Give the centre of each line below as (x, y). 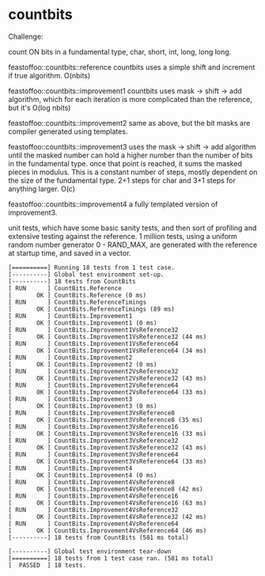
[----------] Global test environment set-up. (86, 275)
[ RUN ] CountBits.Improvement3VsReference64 (93, 454)
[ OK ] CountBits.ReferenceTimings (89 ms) (92, 309)
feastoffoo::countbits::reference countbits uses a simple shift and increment (132, 67)
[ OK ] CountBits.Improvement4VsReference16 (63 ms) (108, 503)
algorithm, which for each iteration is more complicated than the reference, (131, 99)
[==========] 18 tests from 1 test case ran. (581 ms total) (111, 558)
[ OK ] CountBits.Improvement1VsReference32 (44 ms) (108, 337)
